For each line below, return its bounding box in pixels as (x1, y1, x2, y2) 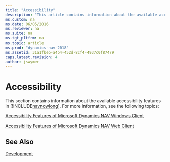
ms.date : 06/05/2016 (5, 21, 49, 27)
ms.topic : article (5, 40, 44, 46)
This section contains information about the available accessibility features (5, 98, 161, 104)
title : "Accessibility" (5, 7, 56, 13)
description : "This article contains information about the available (5, 12, 157, 17)
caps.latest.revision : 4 (5, 54, 58, 60)
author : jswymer (5, 59, 39, 64)
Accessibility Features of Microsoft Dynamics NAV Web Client (5, 123, 134, 129)
